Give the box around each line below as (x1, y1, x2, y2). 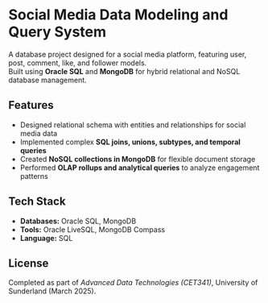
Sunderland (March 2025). (8, 286, 97, 296)
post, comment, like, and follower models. (8, 58, 147, 68)
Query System (8, 23, 107, 41)
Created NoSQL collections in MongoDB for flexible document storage (19, 154, 256, 164)
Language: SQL (19, 233, 73, 243)
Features (8, 98, 54, 112)
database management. (8, 75, 87, 85)
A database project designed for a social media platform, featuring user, (8, 49, 247, 59)
